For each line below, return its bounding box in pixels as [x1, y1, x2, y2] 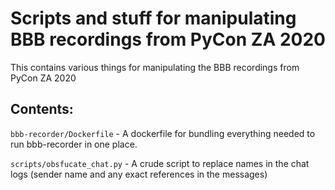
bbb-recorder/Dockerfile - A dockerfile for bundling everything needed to [10, 127, 316, 139]
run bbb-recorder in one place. [10, 138, 138, 150]
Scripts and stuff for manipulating [10, 7, 297, 30]
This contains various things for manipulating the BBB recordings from [10, 61, 300, 73]
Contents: [10, 101, 74, 118]
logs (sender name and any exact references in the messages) [10, 168, 268, 180]
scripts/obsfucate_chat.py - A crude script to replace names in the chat [10, 157, 310, 169]
